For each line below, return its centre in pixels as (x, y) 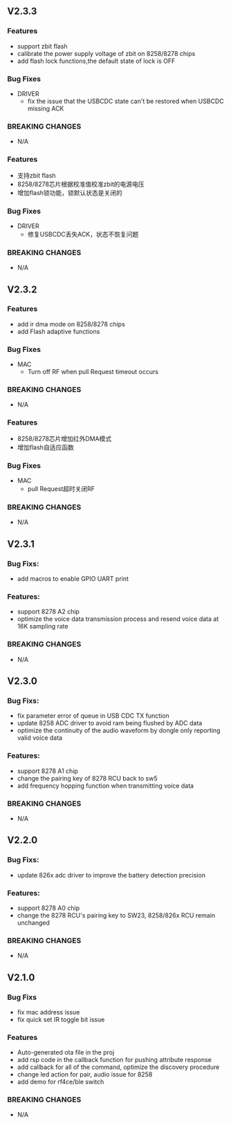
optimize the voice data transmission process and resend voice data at (118, 619)
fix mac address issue (48, 1012)
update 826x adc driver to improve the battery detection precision (111, 875)
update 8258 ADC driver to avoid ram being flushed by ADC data (110, 723)
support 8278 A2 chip (48, 612)
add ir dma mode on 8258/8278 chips (71, 324)
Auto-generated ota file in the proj (66, 1052)
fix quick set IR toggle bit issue (61, 1019)
